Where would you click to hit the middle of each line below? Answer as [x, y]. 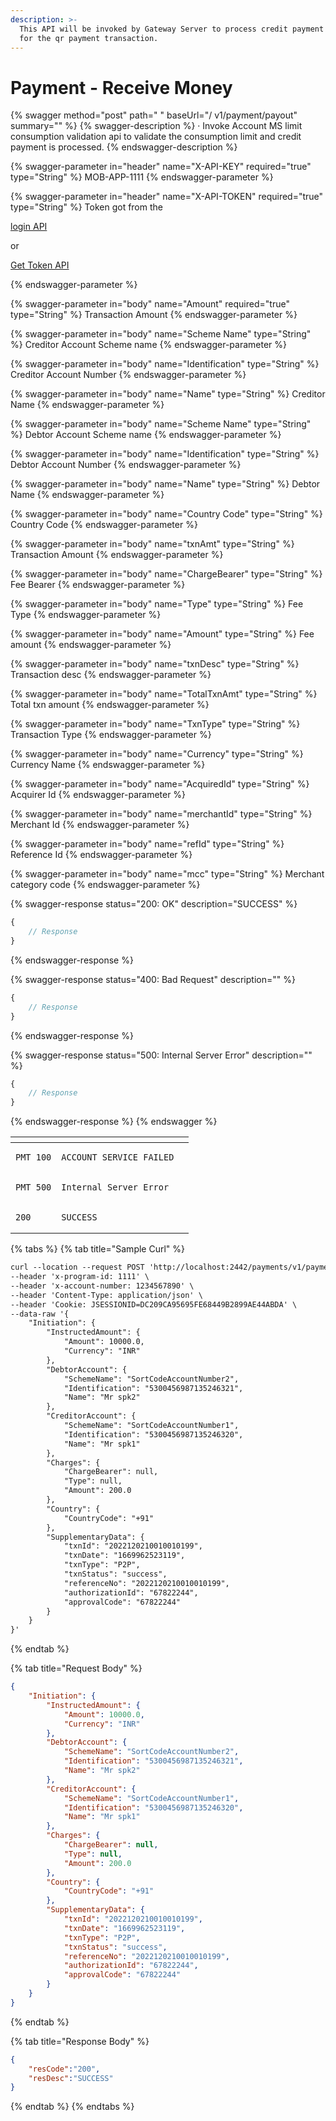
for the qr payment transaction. [89, 38]
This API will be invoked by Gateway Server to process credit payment [172, 29]
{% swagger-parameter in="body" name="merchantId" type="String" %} [161, 814]
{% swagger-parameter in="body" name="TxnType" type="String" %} [155, 724]
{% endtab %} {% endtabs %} [72, 2107]
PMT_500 [33, 1187]
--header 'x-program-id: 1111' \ [80, 1277]
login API [29, 227]
